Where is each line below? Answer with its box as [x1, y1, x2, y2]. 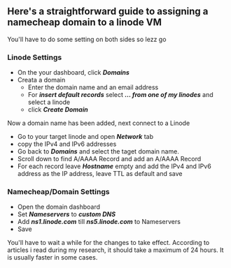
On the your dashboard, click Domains [17, 68, 129, 77]
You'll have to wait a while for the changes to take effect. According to [7, 239, 210, 247]
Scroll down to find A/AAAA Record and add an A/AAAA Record [17, 155, 202, 163]
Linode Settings [7, 52, 62, 62]
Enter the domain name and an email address [27, 83, 159, 91]
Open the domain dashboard [17, 202, 100, 211]
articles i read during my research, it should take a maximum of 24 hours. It [7, 246, 224, 254]
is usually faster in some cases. [7, 253, 98, 262]
